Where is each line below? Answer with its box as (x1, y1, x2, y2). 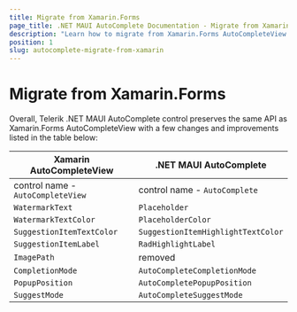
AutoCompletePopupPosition (138, 278, 252, 288)
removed (138, 252, 176, 264)
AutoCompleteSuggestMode (138, 290, 243, 300)
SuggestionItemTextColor (13, 227, 118, 238)
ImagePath (13, 253, 55, 262)
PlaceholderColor (138, 214, 212, 225)
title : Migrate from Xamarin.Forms (9, 12, 141, 22)
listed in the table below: (9, 132, 99, 143)
